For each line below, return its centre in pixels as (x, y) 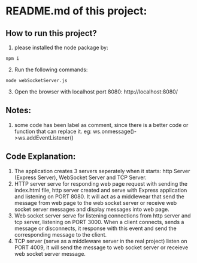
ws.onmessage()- (115, 131)
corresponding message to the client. (60, 234)
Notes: (18, 111)
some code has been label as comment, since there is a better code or (101, 125)
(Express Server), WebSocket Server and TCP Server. (81, 177)
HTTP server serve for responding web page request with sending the (101, 183)
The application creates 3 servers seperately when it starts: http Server (102, 171)
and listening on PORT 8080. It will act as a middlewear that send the (99, 197)
